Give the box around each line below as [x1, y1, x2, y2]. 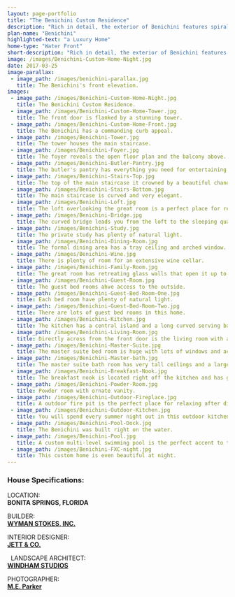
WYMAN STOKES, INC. [7, 519, 76, 528]
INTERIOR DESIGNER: [7, 533, 70, 542]
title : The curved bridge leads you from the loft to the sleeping [16, 218, 218, 225]
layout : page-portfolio [7, 10, 77, 17]
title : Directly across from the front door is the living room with [16, 335, 224, 343]
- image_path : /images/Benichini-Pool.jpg [10, 433, 136, 440]
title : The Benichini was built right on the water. [16, 426, 173, 433]
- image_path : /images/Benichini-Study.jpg [10, 224, 139, 231]
